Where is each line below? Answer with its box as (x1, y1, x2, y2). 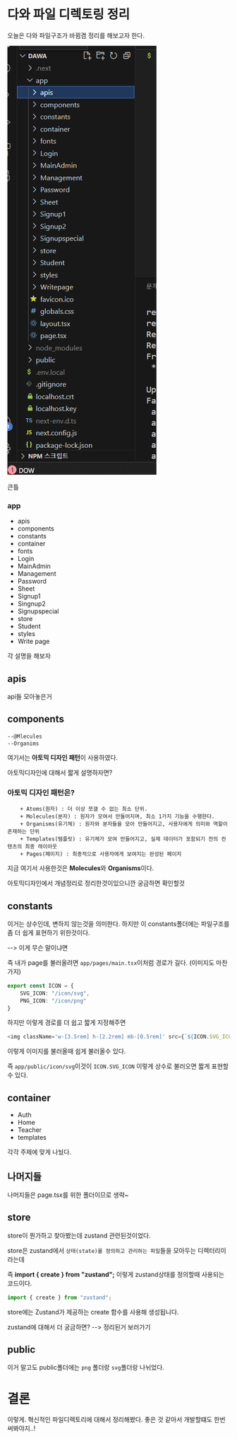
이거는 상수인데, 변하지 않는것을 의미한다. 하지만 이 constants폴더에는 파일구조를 (7, 919, 230, 927)
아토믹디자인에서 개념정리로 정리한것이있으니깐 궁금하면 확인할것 (7, 879, 186, 888)
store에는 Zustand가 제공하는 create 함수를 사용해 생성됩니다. (7, 1307, 179, 1316)
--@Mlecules (7, 733, 42, 740)
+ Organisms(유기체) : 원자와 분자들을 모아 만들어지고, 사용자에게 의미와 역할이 (20, 821, 228, 828)
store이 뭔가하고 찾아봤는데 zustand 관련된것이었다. (7, 1231, 151, 1239)
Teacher (17, 1126, 42, 1134)
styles (17, 630, 35, 638)
